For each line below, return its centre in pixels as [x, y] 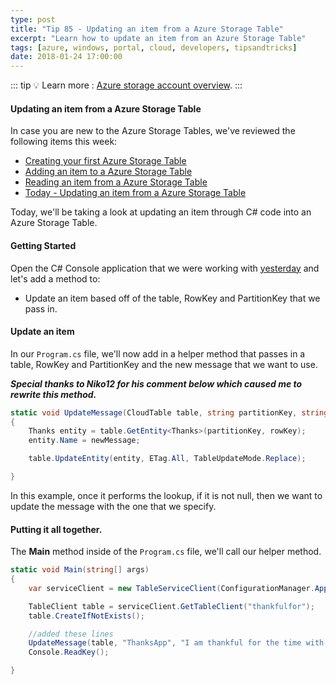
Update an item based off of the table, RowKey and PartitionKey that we [172, 298]
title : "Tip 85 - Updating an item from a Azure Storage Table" [147, 29]
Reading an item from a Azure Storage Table [116, 182]
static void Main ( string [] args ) [80, 570]
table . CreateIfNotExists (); [86, 616]
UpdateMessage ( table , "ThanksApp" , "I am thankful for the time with [176, 643]
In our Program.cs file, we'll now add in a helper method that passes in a [158, 353]
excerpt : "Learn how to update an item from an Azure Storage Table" [158, 38]
